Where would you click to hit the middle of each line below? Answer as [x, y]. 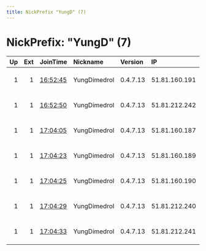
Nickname [88, 62]
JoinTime [53, 62]
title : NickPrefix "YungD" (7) [46, 12]
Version [132, 62]
